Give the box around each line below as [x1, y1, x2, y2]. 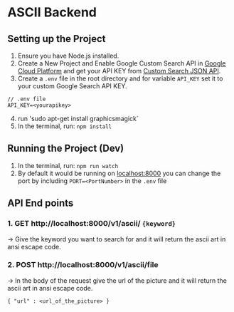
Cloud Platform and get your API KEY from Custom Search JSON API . [17, 67, 221, 75]
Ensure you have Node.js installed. [17, 51, 119, 60]
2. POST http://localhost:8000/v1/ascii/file [7, 260, 159, 270]
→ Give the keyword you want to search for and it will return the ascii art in [7, 234, 226, 243]
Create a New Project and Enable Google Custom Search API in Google [17, 59, 226, 68]
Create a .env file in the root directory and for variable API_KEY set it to [17, 74, 223, 83]
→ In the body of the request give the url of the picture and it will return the [7, 276, 228, 285]
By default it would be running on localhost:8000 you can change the [17, 169, 221, 177]
